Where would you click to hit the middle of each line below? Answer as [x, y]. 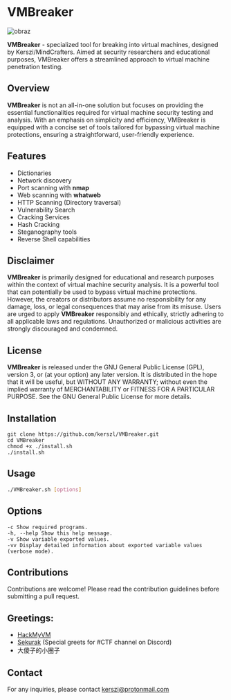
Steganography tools [47, 232]
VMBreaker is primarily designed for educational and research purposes [111, 277]
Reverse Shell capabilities [54, 239]
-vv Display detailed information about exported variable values [105, 545]
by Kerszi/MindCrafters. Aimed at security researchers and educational [109, 52]
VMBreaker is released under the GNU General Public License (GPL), [106, 367]
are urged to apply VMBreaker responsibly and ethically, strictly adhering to [115, 314]
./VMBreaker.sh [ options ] [44, 489]
